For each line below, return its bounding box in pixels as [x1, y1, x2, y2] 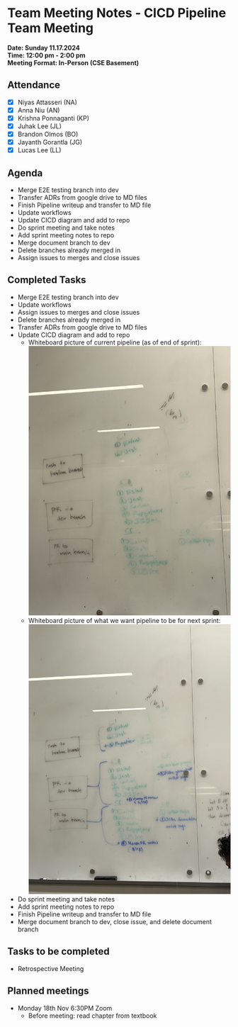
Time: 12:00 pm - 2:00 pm [7, 51, 86, 60]
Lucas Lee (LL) [17, 146, 62, 155]
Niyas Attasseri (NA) [17, 98, 78, 106]
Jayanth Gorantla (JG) [17, 138, 83, 147]
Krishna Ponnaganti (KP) [17, 113, 90, 122]
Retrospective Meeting [17, 964, 84, 972]
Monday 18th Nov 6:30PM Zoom [17, 1004, 113, 1012]
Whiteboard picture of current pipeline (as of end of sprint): [28, 338, 202, 347]
